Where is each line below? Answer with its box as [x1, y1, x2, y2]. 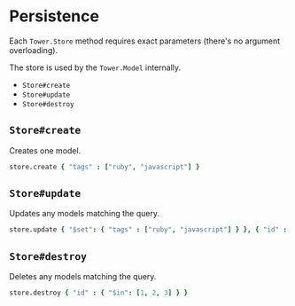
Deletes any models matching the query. [9, 271, 157, 282]
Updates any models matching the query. [9, 208, 159, 219]
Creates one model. [9, 145, 82, 156]
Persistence [9, 6, 100, 27]
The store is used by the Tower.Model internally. [9, 62, 182, 73]
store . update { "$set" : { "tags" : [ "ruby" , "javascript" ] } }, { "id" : [9, 225, 288, 234]
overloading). [9, 44, 58, 55]
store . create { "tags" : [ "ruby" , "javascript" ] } [9, 162, 200, 171]
